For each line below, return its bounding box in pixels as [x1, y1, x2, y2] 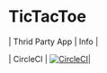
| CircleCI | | [8, 53, 92, 64]
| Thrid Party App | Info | [8, 36, 99, 47]
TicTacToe [8, 6, 87, 27]
